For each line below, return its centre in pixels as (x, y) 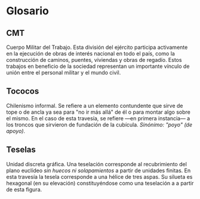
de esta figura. (24, 189)
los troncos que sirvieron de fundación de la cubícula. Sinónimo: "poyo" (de (99, 125)
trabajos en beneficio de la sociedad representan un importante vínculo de (98, 66)
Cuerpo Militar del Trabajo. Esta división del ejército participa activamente (97, 47)
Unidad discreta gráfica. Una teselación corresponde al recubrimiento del (96, 164)
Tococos (23, 91)
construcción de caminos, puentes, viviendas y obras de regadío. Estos (94, 60)
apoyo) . (16, 131)
